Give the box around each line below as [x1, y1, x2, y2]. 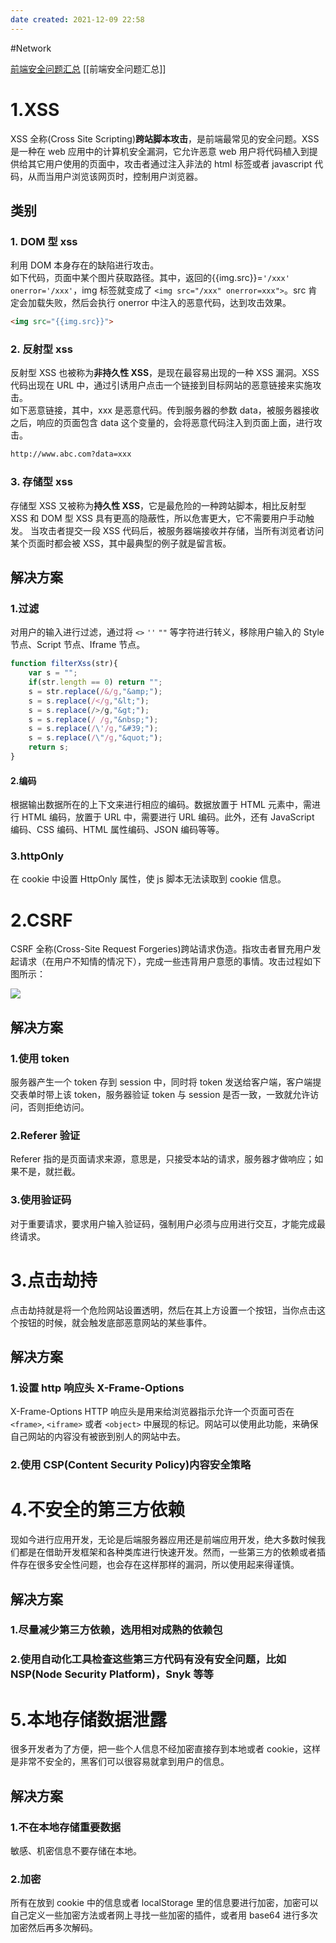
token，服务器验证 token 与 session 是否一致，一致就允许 [73, 1089, 311, 1101]
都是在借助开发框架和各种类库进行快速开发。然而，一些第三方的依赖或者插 [18, 1546, 326, 1558]
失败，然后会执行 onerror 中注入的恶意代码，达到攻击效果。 [44, 297, 292, 309]
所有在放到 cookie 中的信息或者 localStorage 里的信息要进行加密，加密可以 [10, 1897, 319, 1909]
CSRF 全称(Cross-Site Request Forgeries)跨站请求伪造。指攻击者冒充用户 [10, 943, 313, 955]
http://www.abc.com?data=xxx [10, 449, 132, 460]
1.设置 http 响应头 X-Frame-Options [10, 1381, 185, 1395]
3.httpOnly [10, 849, 65, 863]
